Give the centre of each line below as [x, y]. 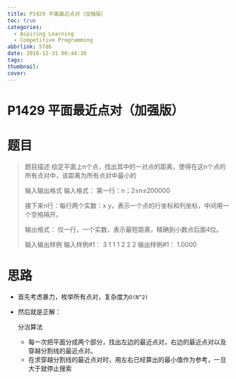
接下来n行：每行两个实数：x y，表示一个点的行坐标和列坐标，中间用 [124, 205]
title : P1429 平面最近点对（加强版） [57, 14]
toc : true [22, 21]
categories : [25, 27]
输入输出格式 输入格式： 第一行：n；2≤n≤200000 [97, 190]
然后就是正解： [39, 312]
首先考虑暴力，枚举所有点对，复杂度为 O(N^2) [83, 296]
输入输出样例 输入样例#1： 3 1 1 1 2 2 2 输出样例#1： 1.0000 [111, 244]
